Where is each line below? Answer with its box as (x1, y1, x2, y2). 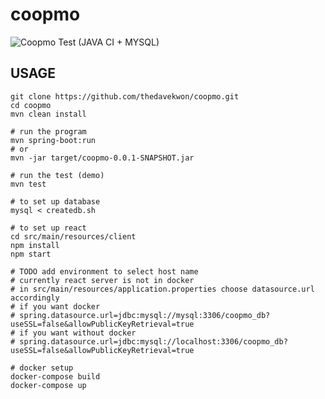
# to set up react (10, 223, 87, 233)
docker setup (19, 363, 74, 373)
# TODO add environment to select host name (10, 266, 199, 277)
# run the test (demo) (10, 170, 105, 180)
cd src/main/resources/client (10, 231, 137, 242)
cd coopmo (10, 100, 52, 110)
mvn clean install (10, 109, 87, 119)
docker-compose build (10, 371, 101, 382)
